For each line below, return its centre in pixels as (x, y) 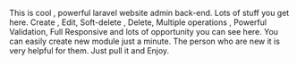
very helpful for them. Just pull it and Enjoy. (89, 51)
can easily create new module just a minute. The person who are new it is (144, 41)
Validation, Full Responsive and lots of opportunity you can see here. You (144, 32)
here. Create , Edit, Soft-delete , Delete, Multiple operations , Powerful (138, 22)
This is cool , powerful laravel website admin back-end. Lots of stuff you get (149, 13)
